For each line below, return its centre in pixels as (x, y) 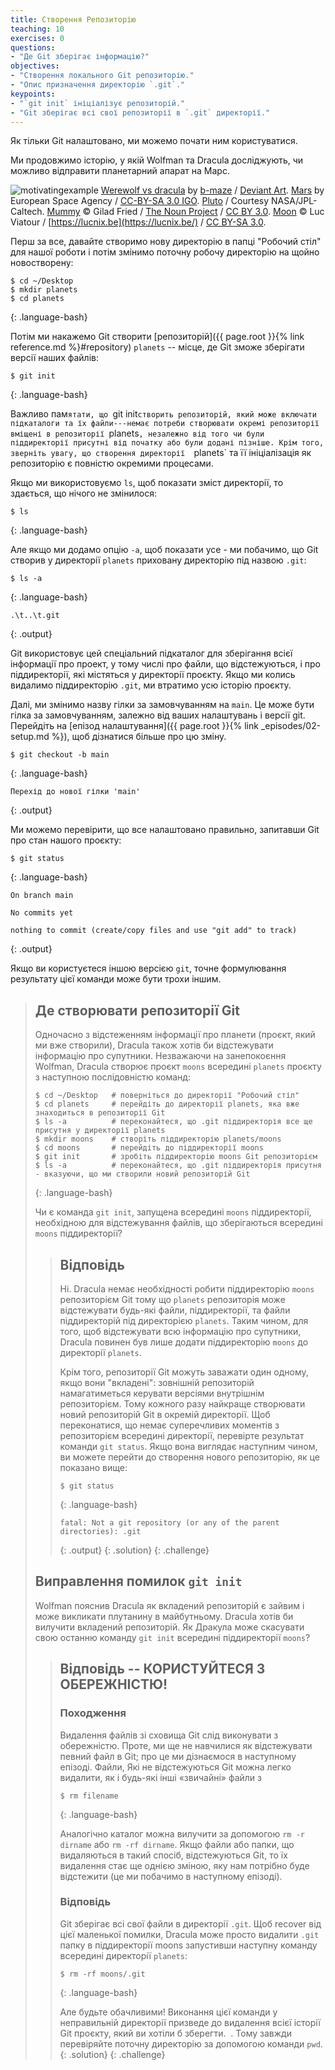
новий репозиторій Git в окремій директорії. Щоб (165, 1414)
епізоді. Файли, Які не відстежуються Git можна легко (175, 1767)
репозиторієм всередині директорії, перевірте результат (182, 1435)
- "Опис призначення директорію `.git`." (98, 85)
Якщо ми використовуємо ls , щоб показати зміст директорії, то (147, 483)
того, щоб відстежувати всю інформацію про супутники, (180, 1331)
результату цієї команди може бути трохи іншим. (116, 979)
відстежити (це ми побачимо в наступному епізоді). (171, 1876)
